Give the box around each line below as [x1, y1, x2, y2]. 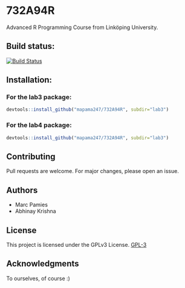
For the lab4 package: [6, 121, 72, 129]
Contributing [6, 151, 56, 162]
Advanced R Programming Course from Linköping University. [6, 24, 158, 31]
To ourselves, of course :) [6, 275, 71, 282]
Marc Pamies [15, 201, 48, 209]
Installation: [6, 75, 53, 85]
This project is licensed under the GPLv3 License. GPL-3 [6, 241, 147, 248]
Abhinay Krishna [15, 208, 56, 215]
